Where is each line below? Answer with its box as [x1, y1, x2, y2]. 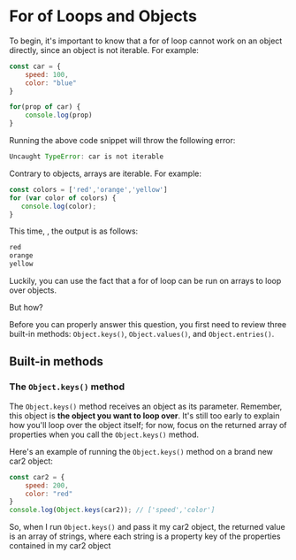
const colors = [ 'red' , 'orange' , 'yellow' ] [9, 185, 168, 194]
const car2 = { [9, 472, 65, 481]
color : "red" [25, 489, 73, 498]
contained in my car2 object [9, 541, 111, 551]
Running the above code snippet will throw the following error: [9, 135, 236, 146]
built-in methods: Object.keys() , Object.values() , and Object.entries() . [9, 329, 275, 340]
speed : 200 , [25, 480, 69, 490]
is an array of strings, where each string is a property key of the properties [9, 531, 281, 541]
